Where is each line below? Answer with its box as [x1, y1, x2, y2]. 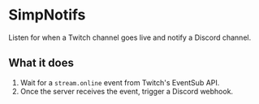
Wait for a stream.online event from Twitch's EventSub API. [19, 77, 220, 87]
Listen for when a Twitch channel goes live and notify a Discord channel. [8, 32, 252, 42]
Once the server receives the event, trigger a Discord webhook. [19, 86, 234, 96]
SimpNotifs [8, 6, 86, 24]
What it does [8, 56, 75, 70]
